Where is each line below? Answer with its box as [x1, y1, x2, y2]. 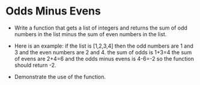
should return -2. [14, 61, 56, 69]
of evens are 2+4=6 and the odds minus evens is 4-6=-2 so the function [14, 55, 195, 62]
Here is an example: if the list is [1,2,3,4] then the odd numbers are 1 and [14, 42, 193, 49]
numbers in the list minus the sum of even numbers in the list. [14, 30, 167, 37]
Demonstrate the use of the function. [14, 73, 106, 80]
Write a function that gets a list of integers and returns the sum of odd [14, 24, 187, 31]
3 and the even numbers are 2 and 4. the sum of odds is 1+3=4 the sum [14, 48, 192, 55]
